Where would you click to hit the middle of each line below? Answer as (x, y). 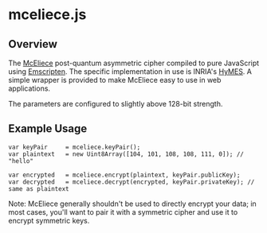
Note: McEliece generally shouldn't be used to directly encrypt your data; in (132, 204)
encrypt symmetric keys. (49, 220)
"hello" (21, 161)
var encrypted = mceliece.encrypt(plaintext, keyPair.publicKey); (124, 175)
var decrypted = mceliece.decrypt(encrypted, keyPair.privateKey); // (132, 182)
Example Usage (48, 129)
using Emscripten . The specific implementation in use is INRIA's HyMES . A (130, 72)
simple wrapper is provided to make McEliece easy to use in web (115, 80)
